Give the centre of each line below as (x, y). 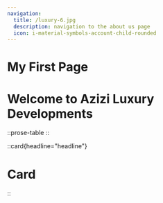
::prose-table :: (28, 133)
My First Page (48, 67)
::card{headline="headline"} (48, 146)
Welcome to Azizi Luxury (81, 99)
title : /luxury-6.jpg (45, 20)
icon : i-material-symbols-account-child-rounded (85, 33)
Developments (50, 113)
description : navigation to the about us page (82, 26)
